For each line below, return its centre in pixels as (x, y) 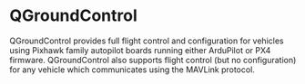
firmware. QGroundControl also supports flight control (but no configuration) (153, 60)
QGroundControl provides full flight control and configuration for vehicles (147, 41)
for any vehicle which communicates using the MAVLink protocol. (132, 70)
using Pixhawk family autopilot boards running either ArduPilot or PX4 (140, 50)
